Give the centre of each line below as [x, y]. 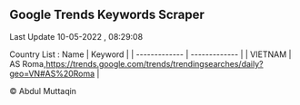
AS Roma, [28, 63]
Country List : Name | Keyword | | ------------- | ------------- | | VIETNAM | [150, 54]
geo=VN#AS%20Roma [52, 73]
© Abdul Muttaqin [43, 91]
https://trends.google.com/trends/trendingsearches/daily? [154, 63]
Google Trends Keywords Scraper [107, 15]
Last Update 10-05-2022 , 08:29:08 [76, 36]
